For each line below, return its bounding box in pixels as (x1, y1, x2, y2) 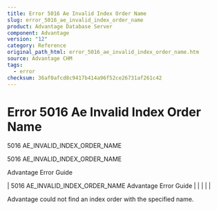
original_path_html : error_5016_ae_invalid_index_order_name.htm (7, 49, 199, 56)
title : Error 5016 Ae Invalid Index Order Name (7, 10, 147, 17)
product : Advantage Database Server (7, 23, 113, 30)
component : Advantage (7, 29, 70, 37)
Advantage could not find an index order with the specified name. (7, 195, 194, 204)
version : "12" (7, 36, 48, 43)
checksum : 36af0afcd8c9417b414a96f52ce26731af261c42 (7, 74, 162, 82)
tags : (7, 61, 23, 68)
